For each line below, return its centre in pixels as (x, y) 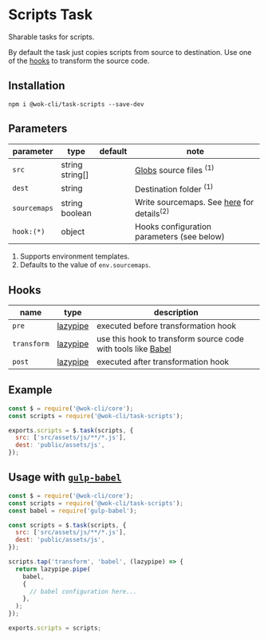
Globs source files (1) (174, 170)
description (177, 313)
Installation (37, 86)
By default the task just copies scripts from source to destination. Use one (130, 52)
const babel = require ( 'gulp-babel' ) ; (73, 511)
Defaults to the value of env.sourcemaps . (85, 265)
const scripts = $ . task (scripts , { (67, 525)
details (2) (152, 213)
